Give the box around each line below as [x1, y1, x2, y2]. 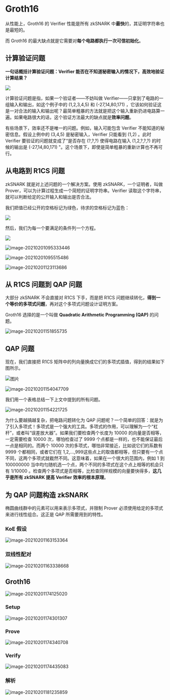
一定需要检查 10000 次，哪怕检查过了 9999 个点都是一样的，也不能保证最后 [5, 436, 163, 442]
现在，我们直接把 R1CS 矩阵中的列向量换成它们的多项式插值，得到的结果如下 [5, 359, 165, 365]
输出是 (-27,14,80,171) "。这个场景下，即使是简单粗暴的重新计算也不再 [14, 144, 158, 150]
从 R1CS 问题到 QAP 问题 [5, 280, 82, 289]
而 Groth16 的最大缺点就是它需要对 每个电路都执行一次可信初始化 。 [5, 38, 144, 44]
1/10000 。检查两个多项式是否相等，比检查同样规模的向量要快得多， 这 [11, 468, 157, 474]
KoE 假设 [5, 525, 27, 532]
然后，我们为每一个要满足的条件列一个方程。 [5, 225, 99, 231]
